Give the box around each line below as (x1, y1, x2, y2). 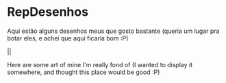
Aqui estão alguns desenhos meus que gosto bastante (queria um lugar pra (7, 27, 220, 35)
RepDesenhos (7, 4, 89, 20)
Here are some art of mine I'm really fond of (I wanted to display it (7, 60, 193, 69)
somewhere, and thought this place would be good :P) (7, 68, 160, 76)
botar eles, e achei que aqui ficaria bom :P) (7, 34, 129, 42)
